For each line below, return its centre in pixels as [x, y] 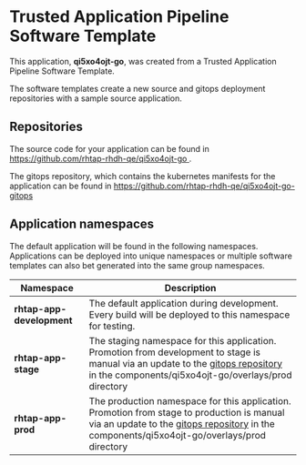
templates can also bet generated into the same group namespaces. [138, 265]
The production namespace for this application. [190, 400]
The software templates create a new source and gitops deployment [138, 88]
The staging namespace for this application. [183, 340]
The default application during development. [184, 303]
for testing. [112, 326]
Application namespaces [82, 224]
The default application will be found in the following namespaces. [134, 246]
